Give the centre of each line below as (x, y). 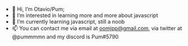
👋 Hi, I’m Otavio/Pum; (38, 9)
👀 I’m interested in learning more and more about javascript (85, 15)
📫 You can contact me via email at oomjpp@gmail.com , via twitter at (97, 28)
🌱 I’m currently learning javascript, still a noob (68, 22)
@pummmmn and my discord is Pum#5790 (65, 37)
